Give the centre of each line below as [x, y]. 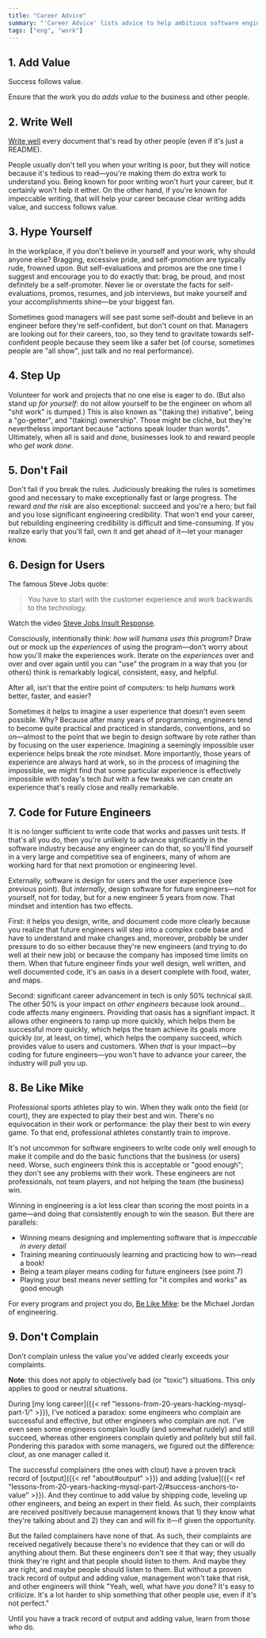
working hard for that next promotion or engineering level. [103, 865]
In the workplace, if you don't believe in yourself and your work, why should [132, 251]
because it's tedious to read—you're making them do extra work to [117, 173]
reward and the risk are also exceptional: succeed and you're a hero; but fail [133, 506]
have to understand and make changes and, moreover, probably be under [128, 938]
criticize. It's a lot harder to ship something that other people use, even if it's [133, 1594]
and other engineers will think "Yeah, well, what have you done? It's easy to [131, 1586]
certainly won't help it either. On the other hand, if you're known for [118, 190]
